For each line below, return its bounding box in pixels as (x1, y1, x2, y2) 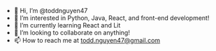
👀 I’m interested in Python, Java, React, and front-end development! (13, 14, 210, 22)
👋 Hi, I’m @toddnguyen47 (13, 7, 88, 14)
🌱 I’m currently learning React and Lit (13, 21, 121, 29)
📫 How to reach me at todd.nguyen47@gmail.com (13, 37, 161, 44)
